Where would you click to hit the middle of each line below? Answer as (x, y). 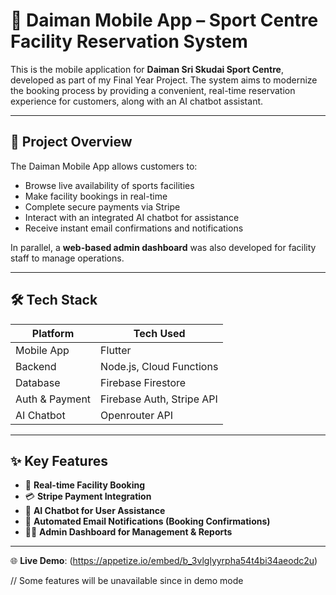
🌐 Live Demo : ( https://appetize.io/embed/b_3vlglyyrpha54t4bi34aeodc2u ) (164, 561)
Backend (36, 366)
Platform (53, 333)
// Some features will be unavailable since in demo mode (127, 581)
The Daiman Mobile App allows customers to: (104, 166)
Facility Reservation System (129, 41)
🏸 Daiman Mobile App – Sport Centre (164, 20)
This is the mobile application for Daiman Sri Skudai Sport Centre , (147, 69)
